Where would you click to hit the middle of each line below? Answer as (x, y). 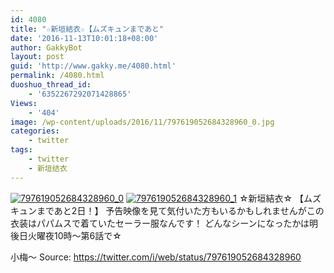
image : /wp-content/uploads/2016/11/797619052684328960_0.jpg (142, 122)
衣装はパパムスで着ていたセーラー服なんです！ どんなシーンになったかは (160, 223)
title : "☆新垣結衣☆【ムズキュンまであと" (87, 29)
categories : (35, 131)
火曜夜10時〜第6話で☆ (74, 235)
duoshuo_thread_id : (51, 85)
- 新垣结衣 (48, 168)
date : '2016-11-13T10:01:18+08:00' (84, 38)
